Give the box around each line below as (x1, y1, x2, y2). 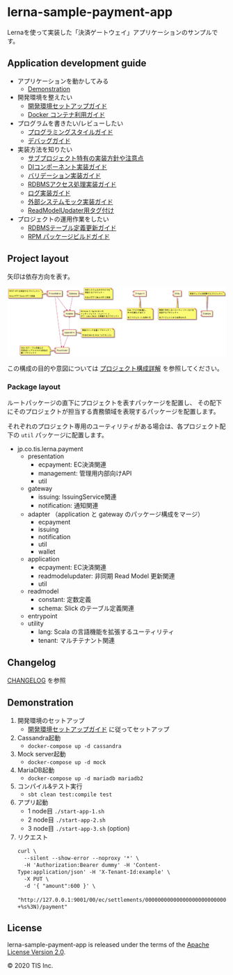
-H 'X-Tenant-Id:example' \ (89, 868, 170, 875)
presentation (27, 452, 65, 460)
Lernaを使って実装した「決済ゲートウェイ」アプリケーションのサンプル (7, 28, 212, 36)
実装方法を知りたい (17, 145, 73, 153)
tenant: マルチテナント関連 (38, 636, 115, 644)
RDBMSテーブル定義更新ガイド (27, 224, 117, 232)
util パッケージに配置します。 (20, 430, 108, 439)
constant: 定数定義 (38, 595, 92, 603)
